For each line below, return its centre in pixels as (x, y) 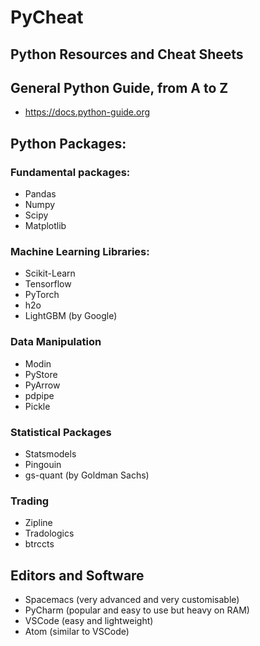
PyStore (41, 374)
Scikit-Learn (50, 273)
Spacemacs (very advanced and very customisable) (132, 600)
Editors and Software (77, 575)
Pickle (37, 406)
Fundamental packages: (70, 172)
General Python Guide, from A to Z (119, 87)
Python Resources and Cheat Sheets (127, 54)
